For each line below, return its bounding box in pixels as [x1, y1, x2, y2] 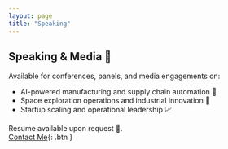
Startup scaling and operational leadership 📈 [20, 105, 173, 115]
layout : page [8, 11, 53, 20]
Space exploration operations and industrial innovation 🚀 [20, 95, 210, 106]
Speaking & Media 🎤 [8, 50, 112, 64]
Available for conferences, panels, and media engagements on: [8, 71, 221, 81]
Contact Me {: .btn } [8, 132, 73, 142]
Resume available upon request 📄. [8, 124, 123, 134]
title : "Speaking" [8, 20, 71, 28]
